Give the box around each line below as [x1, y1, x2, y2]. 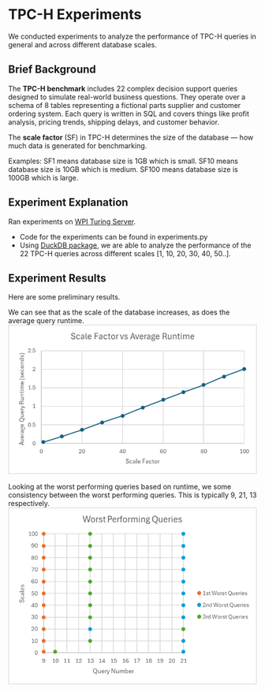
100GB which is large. [8, 173, 79, 182]
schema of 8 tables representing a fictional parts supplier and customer [8, 100, 241, 110]
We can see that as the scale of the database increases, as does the [8, 307, 230, 317]
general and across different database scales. [8, 39, 158, 49]
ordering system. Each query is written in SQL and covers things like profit [8, 109, 250, 118]
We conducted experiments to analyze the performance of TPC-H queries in [8, 32, 256, 41]
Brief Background [8, 63, 96, 76]
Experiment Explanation [8, 195, 129, 210]
